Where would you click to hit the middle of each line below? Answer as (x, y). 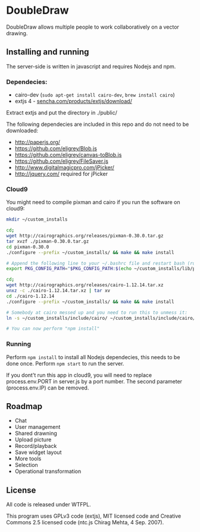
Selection (26, 465)
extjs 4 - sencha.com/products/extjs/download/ (73, 101)
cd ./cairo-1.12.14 (30, 296)
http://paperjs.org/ (37, 142)
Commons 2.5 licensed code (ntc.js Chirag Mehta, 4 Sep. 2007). (85, 522)
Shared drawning (36, 434)
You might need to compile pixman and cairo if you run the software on (93, 202)
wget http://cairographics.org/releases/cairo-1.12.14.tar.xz (85, 285)
